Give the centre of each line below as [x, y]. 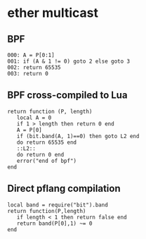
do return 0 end [40, 154]
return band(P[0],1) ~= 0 [54, 223]
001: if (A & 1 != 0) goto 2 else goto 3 [69, 61]
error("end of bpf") [47, 161]
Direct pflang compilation [64, 189]
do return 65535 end [47, 142]
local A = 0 [34, 118]
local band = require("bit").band [58, 205]
